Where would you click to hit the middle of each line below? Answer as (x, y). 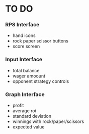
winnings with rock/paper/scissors (48, 121)
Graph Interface (25, 94)
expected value (28, 127)
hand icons (24, 35)
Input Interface (24, 60)
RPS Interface (22, 25)
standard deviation (32, 116)
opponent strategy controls (41, 81)
